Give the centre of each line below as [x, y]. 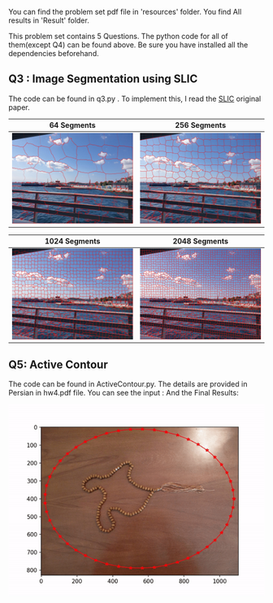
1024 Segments [72, 241]
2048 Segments [201, 241]
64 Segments [72, 125]
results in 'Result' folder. [49, 20]
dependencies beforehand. [54, 53]
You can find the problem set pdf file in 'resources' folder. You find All [125, 12]
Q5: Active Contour [58, 364]
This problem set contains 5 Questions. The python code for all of [119, 36]
